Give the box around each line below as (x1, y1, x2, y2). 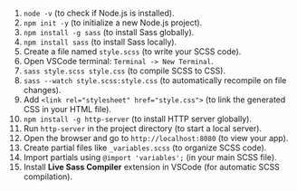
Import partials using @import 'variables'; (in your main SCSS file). (23, 152, 277, 162)
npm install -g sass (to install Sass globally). (23, 27, 195, 37)
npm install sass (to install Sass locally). (23, 36, 177, 47)
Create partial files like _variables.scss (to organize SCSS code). (23, 142, 267, 153)
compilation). (23, 171, 73, 182)
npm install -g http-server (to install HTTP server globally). (23, 113, 253, 124)
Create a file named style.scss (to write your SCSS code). (23, 46, 242, 57)
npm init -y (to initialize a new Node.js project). (23, 17, 203, 28)
